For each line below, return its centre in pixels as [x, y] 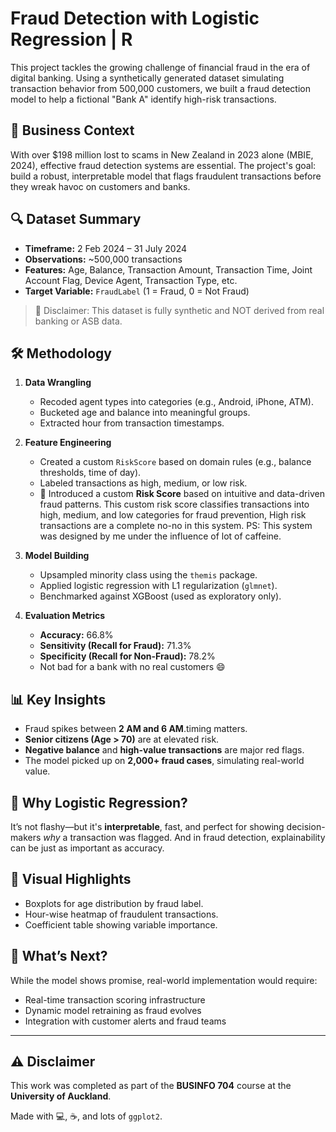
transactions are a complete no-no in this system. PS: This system [176, 526]
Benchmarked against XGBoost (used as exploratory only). [160, 596]
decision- [306, 826]
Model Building [57, 556]
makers [26, 837]
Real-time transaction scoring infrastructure [115, 999]
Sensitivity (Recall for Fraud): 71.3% [115, 646]
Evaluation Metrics [65, 616]
